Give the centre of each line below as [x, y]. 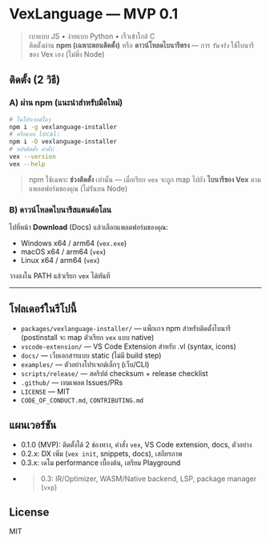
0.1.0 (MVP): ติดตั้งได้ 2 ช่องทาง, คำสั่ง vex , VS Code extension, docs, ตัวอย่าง [136, 444]
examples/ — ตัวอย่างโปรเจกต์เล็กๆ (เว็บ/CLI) [85, 364]
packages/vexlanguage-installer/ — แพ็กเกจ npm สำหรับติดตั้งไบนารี [126, 328]
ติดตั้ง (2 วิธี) [35, 80]
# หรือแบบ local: [35, 134]
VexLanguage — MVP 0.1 [94, 14]
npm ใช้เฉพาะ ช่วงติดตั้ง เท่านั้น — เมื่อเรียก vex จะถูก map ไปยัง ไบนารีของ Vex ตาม [145, 179]
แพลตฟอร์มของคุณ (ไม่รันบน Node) [78, 188]
